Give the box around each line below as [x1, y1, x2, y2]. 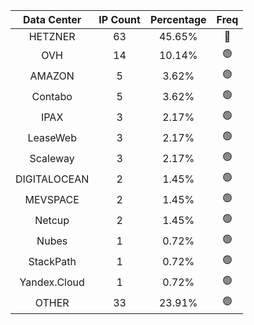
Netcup [34, 213, 70, 227]
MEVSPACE [24, 192, 80, 206]
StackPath [28, 254, 77, 268]
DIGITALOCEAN [15, 172, 90, 186]
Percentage [149, 13, 207, 26]
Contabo [31, 89, 73, 103]
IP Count [98, 13, 141, 26]
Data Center [22, 13, 82, 26]
